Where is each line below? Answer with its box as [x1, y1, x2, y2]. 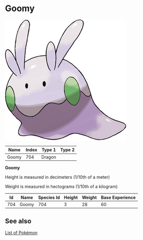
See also [5, 217, 32, 225]
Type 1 [41, 147, 56, 153]
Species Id [38, 194, 60, 200]
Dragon [41, 154, 57, 160]
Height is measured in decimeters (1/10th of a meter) [5, 174, 110, 180]
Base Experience [101, 194, 136, 200]
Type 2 [60, 147, 75, 153]
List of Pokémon [5, 230, 38, 236]
